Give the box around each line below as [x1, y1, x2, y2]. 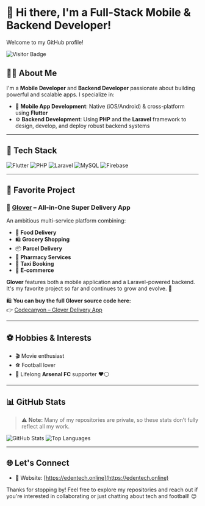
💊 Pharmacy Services [15, 254, 71, 261]
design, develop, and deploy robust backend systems [15, 122, 150, 129]
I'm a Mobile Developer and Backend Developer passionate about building [6, 84, 195, 91]
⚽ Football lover [15, 362, 56, 369]
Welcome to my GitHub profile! [6, 38, 84, 46]
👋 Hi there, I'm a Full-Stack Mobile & [6, 5, 191, 20]
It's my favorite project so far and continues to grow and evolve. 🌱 [6, 285, 172, 292]
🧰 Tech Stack [6, 146, 57, 156]
